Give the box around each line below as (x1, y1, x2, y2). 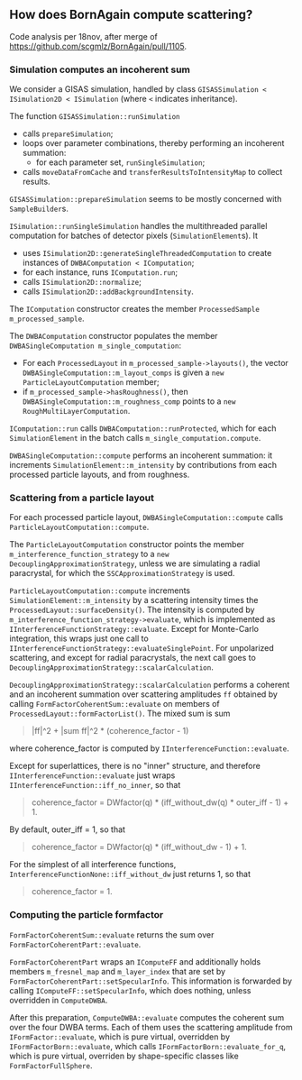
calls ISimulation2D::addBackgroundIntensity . (22, 286, 194, 297)
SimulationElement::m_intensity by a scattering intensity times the (9, 595, 259, 606)
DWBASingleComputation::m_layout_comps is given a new (22, 367, 224, 378)
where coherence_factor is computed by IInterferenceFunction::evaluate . (9, 743, 290, 754)
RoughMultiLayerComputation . (22, 406, 131, 416)
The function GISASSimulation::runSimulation (9, 111, 180, 122)
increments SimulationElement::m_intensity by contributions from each (9, 460, 278, 471)
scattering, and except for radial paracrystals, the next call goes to (9, 653, 257, 664)
